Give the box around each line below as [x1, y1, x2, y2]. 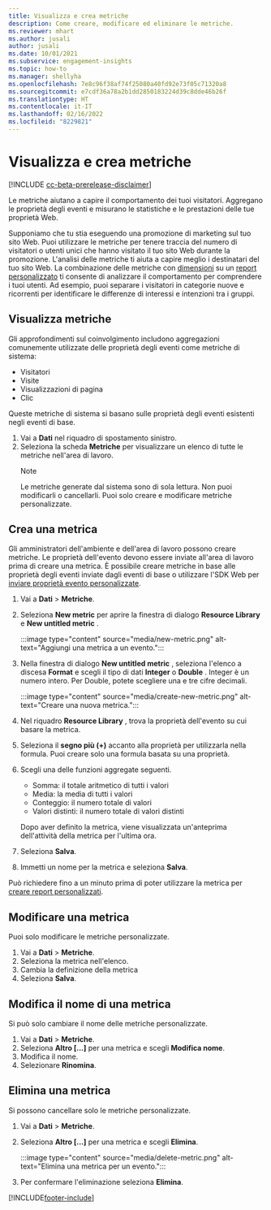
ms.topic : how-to [8, 65, 67, 73]
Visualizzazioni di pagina [19, 384, 104, 394]
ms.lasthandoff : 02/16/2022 [8, 111, 104, 119]
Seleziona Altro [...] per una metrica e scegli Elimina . [19, 1137, 199, 1147]
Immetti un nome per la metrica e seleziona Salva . [19, 862, 188, 872]
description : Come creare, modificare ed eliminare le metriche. [8, 20, 234, 28]
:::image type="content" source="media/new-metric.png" [19, 635, 213, 644]
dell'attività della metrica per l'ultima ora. [19, 831, 157, 841]
